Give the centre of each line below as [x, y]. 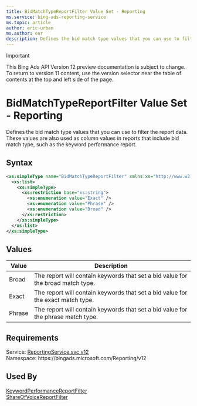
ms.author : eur [25, 33]
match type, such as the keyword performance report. [72, 144]
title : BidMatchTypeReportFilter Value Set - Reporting [76, 11]
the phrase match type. [66, 317]
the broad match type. [65, 283]
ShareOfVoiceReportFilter [37, 397]
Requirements [32, 338]
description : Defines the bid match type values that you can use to [93, 39]
